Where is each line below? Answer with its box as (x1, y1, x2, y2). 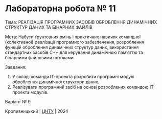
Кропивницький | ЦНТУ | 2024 (5, 108, 69, 114)
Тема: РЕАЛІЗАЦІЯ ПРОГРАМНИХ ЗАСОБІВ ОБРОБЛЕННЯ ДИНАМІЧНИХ (5, 19, 158, 25)
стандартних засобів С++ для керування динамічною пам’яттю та (5, 49, 143, 55)
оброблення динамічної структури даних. (12, 79, 99, 85)
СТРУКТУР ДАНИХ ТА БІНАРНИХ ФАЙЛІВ (5, 24, 93, 30)
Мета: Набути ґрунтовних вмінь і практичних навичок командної (5, 34, 141, 40)
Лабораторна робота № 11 (5, 3, 116, 14)
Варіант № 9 (5, 98, 31, 104)
